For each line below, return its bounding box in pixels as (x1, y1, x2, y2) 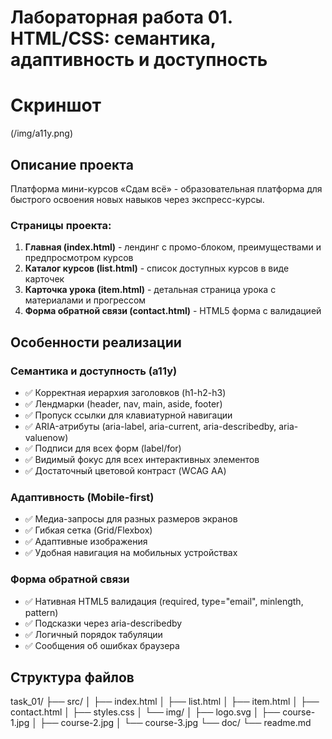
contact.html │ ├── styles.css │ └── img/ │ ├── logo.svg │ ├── (10, 706, 281, 718)
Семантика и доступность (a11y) (10, 364, 178, 378)
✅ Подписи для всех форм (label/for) (24, 442, 182, 454)
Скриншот (10, 94, 102, 117)
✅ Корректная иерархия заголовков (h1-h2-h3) (24, 386, 227, 398)
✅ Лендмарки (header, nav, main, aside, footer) (24, 397, 223, 410)
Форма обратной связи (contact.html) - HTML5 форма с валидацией (24, 305, 322, 317)
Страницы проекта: (10, 218, 112, 232)
